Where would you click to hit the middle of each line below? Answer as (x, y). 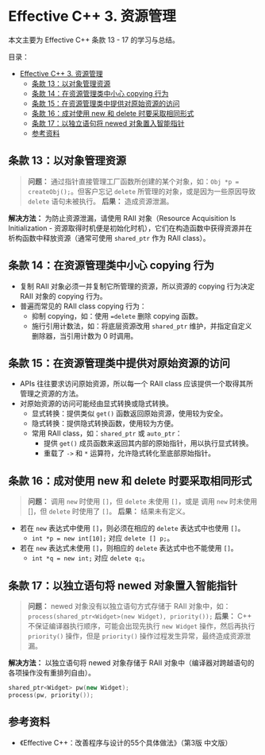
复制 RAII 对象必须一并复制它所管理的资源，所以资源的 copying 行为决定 (137, 286)
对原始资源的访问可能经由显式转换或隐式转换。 (96, 404)
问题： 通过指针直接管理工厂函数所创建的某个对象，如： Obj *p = (133, 181)
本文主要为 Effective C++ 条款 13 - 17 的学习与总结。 (94, 40)
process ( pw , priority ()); (51, 695)
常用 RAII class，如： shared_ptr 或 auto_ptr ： (107, 433)
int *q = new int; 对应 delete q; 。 (90, 558)
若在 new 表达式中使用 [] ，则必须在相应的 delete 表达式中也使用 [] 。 (132, 528)
